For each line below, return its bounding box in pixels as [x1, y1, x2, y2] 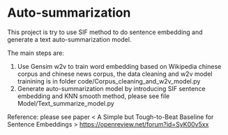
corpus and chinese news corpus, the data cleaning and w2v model [17, 70, 213, 78]
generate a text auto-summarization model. [7, 35, 132, 43]
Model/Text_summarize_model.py [17, 99, 115, 107]
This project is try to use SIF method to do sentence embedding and [7, 28, 204, 36]
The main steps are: [7, 49, 65, 57]
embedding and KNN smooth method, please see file [17, 92, 170, 100]
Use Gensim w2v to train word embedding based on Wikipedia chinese [17, 62, 222, 70]
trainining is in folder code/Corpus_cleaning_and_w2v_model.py [17, 77, 201, 85]
